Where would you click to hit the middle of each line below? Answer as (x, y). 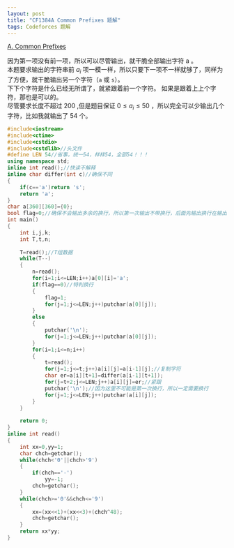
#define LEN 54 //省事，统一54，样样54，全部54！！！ (78, 155)
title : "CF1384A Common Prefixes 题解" (64, 20)
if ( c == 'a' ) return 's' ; (53, 187)
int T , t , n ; (36, 239)
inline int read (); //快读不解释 (52, 168)
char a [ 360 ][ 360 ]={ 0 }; (40, 207)
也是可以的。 (44, 97)
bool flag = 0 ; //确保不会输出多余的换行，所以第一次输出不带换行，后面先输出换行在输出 (117, 214)
